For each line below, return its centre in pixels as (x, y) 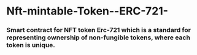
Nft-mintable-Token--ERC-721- (87, 11)
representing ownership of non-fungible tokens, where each (98, 37)
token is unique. (31, 45)
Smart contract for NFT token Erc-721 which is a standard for (99, 30)
